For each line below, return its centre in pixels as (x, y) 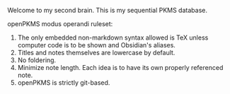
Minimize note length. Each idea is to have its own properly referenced (120, 67)
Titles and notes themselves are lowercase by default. (96, 53)
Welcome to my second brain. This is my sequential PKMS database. (107, 10)
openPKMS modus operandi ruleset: (60, 24)
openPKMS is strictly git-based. (64, 83)
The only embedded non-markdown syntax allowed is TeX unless (113, 37)
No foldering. (37, 60)
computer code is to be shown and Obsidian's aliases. (96, 45)
